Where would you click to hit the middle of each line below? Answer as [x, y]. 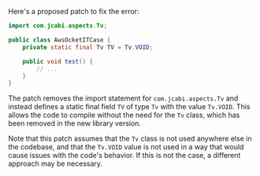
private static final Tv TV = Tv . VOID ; [88, 47]
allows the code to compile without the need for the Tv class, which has [124, 115]
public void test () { [58, 61]
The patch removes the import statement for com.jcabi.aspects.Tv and [123, 98]
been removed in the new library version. [75, 123]
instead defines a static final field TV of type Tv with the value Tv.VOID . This [129, 107]
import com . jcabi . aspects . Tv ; [58, 26]
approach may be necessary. [56, 163]
